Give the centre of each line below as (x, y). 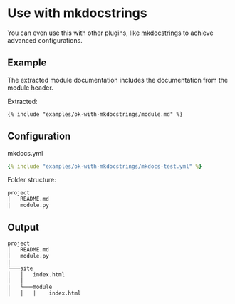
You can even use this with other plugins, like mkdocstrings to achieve (110, 33)
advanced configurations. (45, 40)
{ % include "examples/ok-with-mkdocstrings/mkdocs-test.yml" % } (105, 166)
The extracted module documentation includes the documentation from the (118, 80)
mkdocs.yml (25, 153)
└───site (20, 268)
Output (23, 227)
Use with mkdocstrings (77, 13)
